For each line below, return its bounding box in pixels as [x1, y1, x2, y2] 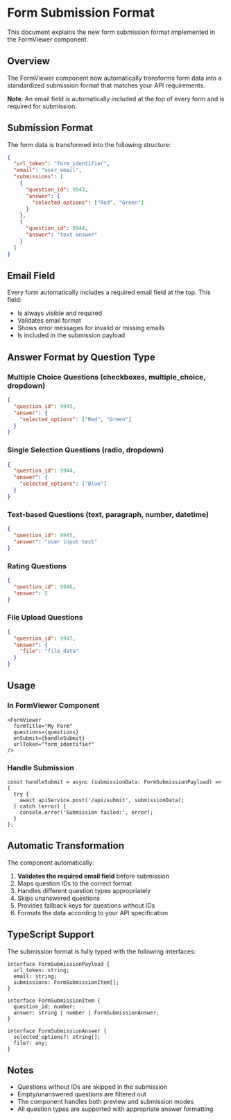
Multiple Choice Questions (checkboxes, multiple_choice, [7, 372, 206, 382]
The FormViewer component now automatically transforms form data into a [7, 74, 222, 82]
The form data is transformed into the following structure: [7, 140, 171, 149]
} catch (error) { [13, 803, 67, 810]
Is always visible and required [17, 309, 103, 317]
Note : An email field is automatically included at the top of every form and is [7, 94, 225, 103]
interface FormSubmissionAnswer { [7, 1027, 108, 1035]
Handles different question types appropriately [17, 886, 151, 894]
